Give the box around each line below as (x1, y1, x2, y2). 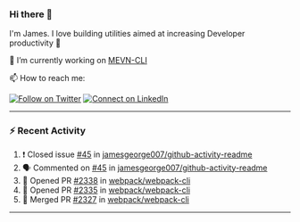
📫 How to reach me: (9, 73, 86, 84)
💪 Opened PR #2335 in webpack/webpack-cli (21, 185, 190, 195)
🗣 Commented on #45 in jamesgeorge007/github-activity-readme (21, 162, 268, 173)
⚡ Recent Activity (9, 125, 87, 137)
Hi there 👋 (9, 8, 54, 21)
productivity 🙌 (9, 37, 61, 48)
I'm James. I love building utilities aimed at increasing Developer (9, 29, 246, 39)
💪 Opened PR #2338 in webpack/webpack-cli (21, 175, 191, 185)
